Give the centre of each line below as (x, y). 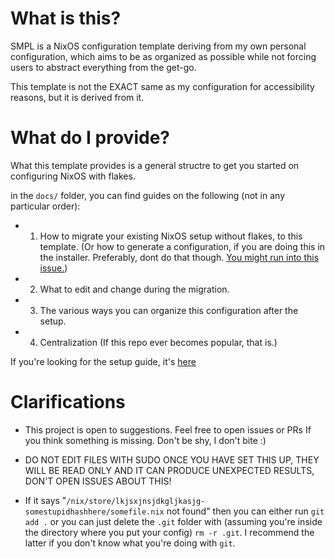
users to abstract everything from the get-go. (103, 67)
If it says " (45, 500)
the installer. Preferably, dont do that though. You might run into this (179, 257)
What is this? (66, 18)
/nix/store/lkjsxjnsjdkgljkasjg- (136, 501)
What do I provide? (90, 138)
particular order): (45, 206)
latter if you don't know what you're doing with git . (130, 543)
